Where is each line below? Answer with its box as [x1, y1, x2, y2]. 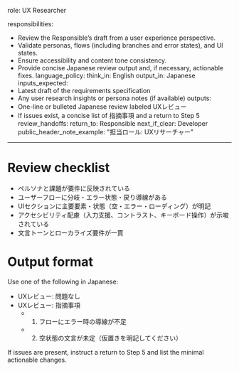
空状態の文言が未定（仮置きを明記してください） [38, 333, 183, 342]
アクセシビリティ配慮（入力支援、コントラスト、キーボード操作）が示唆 [17, 210, 229, 219]
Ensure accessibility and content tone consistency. [17, 56, 167, 65]
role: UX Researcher [7, 6, 67, 14]
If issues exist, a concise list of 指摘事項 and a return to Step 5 [17, 112, 201, 119]
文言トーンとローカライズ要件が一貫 [17, 228, 124, 237]
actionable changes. [7, 355, 67, 364]
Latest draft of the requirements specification [17, 87, 151, 95]
